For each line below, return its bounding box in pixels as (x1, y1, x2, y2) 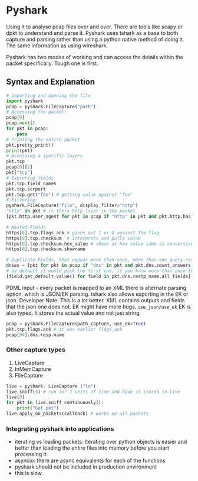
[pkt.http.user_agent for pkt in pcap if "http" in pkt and (6, 214, 157, 219)
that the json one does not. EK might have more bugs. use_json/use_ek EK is (6, 303, 191, 310)
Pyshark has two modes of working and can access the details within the (6, 53, 184, 60)
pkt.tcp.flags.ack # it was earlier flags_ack (6, 326, 123, 332)
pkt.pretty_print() (6, 142, 54, 148)
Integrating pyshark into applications (6, 424, 114, 432)
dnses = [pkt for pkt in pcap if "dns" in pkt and (6, 263, 133, 269)
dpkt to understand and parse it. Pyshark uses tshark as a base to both (6, 29, 179, 36)
